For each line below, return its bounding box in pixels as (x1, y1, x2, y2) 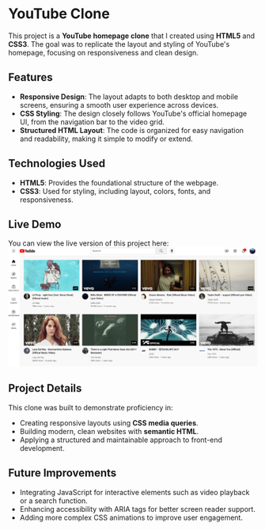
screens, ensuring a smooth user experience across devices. (19, 100, 219, 109)
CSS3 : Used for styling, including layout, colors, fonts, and (19, 186, 211, 196)
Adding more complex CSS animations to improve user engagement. (19, 513, 244, 522)
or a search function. (19, 496, 89, 505)
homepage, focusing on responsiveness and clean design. (8, 48, 199, 57)
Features (8, 71, 53, 84)
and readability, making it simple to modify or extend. (19, 134, 194, 143)
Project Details (8, 382, 82, 395)
